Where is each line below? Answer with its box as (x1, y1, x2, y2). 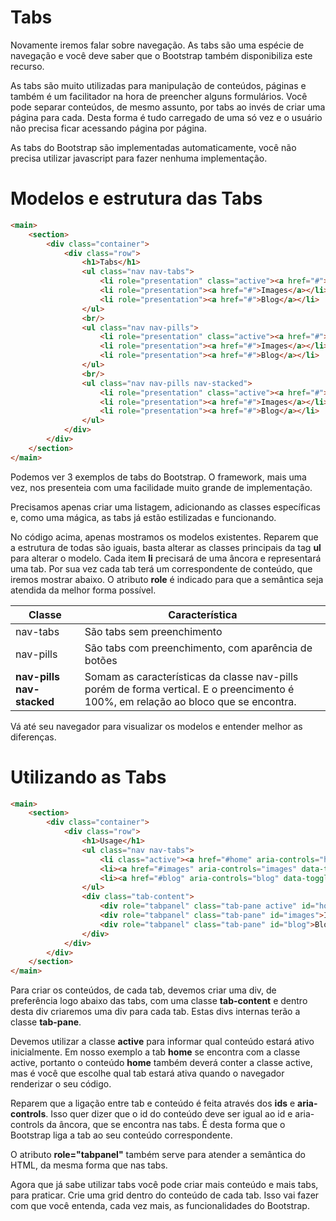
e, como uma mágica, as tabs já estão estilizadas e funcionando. (10, 511, 277, 523)
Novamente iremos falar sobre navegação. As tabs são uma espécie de (10, 39, 305, 51)
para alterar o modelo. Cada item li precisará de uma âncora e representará (10, 552, 322, 564)
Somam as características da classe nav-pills (84, 669, 299, 683)
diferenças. (10, 731, 57, 743)
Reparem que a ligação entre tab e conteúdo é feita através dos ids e (10, 1097, 296, 1110)
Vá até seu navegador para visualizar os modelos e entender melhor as (10, 720, 303, 732)
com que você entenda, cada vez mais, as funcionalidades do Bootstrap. (10, 1200, 310, 1212)
